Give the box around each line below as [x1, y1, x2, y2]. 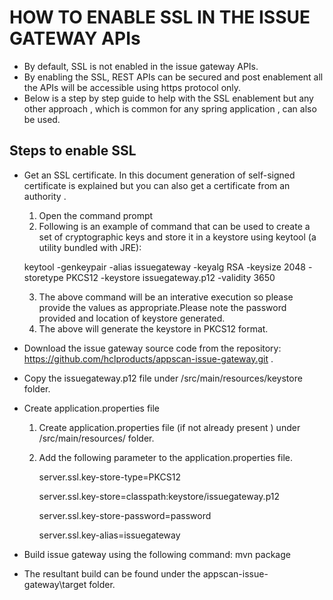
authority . [23, 190, 67, 202]
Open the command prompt [38, 209, 154, 221]
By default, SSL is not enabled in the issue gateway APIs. [23, 60, 259, 72]
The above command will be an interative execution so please [38, 291, 294, 303]
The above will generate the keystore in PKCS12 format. [38, 322, 269, 335]
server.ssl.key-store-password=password [38, 509, 212, 521]
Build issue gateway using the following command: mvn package [23, 548, 291, 560]
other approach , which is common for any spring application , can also [23, 102, 317, 115]
